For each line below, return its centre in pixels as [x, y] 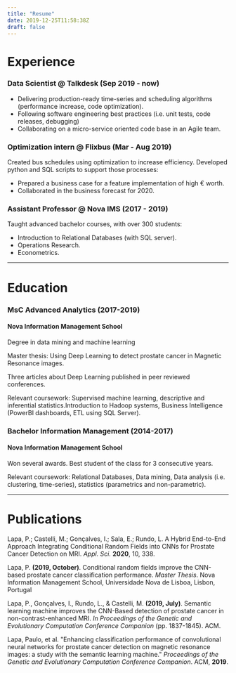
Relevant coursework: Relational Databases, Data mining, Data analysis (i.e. [116, 477]
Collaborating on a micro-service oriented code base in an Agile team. [119, 129]
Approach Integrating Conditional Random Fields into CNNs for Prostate [111, 546]
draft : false [26, 27]
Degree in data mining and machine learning [71, 342]
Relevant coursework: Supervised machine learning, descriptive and [106, 398]
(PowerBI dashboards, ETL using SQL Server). [74, 412]
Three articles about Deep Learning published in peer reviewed [99, 377]
